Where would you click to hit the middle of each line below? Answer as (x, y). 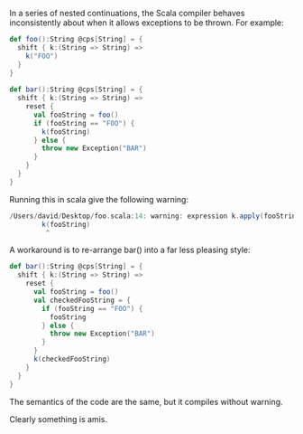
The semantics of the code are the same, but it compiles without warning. (146, 401)
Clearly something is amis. (59, 419)
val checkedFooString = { (82, 300)
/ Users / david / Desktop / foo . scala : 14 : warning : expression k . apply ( (137, 216)
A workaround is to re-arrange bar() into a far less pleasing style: (130, 250)
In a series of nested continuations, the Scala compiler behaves (127, 13)
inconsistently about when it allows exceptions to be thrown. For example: (147, 23)
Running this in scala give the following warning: (99, 199)
